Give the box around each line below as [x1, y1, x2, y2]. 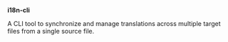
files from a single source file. [7, 27, 95, 35]
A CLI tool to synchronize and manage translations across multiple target [7, 20, 221, 27]
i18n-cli [7, 6, 31, 14]
